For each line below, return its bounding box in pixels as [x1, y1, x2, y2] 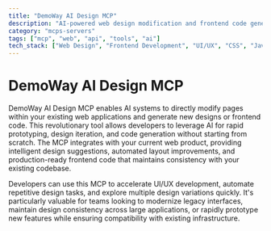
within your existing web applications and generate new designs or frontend [8, 112, 261, 122]
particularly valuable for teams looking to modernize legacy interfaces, [8, 196, 244, 206]
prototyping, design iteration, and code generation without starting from [8, 129, 248, 139]
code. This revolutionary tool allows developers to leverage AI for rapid [8, 120, 244, 130]
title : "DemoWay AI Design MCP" [8, 11, 117, 20]
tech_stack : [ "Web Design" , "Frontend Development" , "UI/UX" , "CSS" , [8, 42, 248, 50]
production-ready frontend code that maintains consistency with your [8, 155, 240, 165]
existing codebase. [8, 163, 72, 174]
